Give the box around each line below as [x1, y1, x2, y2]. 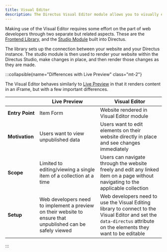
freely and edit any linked [100, 166, 159, 173]
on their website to [39, 208, 83, 215]
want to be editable [100, 230, 145, 237]
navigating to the [100, 178, 140, 185]
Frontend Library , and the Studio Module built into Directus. [5, 36, 127, 42]
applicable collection [100, 184, 149, 191]
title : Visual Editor [5, 7, 50, 12]
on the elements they [100, 224, 150, 231]
